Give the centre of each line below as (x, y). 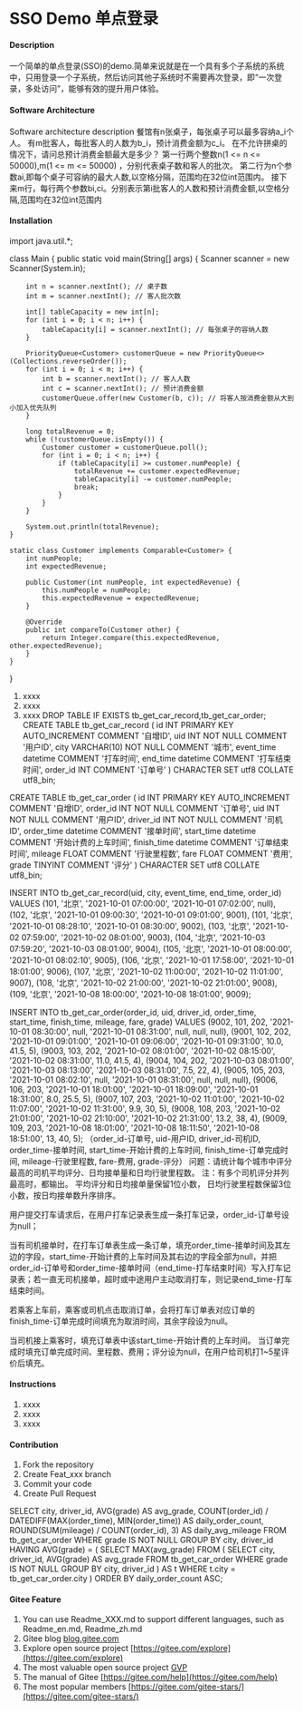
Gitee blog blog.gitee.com (71, 1638)
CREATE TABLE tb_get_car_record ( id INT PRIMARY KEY (128, 724)
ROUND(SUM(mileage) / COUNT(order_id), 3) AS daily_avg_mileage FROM (148, 1531)
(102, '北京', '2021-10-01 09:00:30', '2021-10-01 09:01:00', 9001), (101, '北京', (151, 914)
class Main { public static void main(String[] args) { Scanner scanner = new (149, 258)
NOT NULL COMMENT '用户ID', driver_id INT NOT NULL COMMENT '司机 (146, 819)
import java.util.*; (42, 240)
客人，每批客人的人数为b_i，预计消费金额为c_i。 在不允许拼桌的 (169, 142)
